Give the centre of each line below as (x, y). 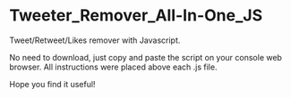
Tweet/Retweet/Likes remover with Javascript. (95, 40)
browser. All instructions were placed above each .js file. (113, 67)
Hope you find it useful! (52, 84)
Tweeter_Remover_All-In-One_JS (136, 16)
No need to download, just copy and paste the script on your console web (145, 57)
